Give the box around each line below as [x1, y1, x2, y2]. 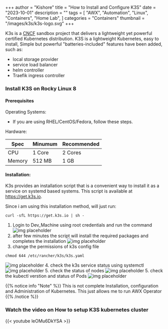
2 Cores [62, 149, 82, 156]
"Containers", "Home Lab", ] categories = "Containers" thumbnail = [5, 15, 145, 21]
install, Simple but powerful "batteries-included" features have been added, [5, 41, 162, 47]
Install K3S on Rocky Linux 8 [5, 85, 77, 92]
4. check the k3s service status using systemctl [45, 262, 144, 268]
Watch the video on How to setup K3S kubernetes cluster [5, 306, 149, 313]
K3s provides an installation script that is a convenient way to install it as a [5, 182, 160, 189]
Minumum [32, 140, 58, 148]
